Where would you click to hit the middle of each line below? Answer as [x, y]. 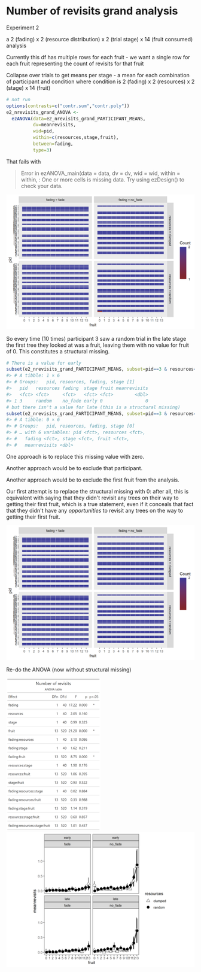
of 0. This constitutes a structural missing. [58, 351]
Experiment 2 [23, 28]
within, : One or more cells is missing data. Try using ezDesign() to [103, 179]
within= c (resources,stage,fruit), [76, 138]
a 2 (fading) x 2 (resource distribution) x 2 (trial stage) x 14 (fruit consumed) [100, 39]
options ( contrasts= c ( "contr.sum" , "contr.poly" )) [68, 106]
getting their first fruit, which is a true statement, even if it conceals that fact [100, 504]
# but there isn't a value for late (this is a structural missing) [93, 407]
